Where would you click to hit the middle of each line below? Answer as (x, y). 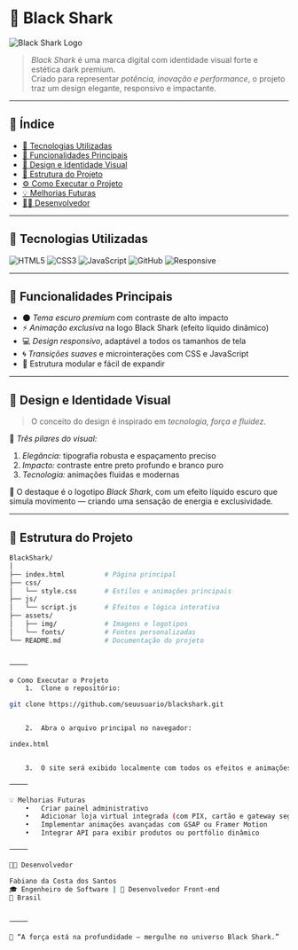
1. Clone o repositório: (73, 688)
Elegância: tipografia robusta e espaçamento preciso (119, 456)
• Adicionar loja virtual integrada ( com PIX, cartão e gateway (150, 817)
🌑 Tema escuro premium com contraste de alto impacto (125, 318)
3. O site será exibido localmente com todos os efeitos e (138, 768)
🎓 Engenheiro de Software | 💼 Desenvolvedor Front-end (114, 889)
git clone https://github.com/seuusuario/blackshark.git (117, 704)
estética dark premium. (73, 69)
